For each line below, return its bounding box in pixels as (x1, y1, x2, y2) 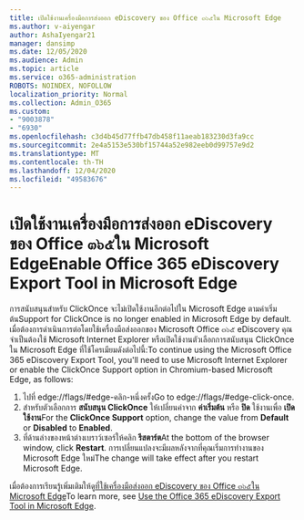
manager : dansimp (9, 38, 76, 48)
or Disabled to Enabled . (22, 422, 113, 433)
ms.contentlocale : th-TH (9, 157, 104, 167)
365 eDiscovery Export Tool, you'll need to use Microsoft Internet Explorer (9, 355, 289, 366)
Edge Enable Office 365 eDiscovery (9, 254, 279, 275)
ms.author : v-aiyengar (9, 22, 96, 31)
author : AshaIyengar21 (9, 30, 96, 39)
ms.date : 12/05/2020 (9, 47, 88, 57)
